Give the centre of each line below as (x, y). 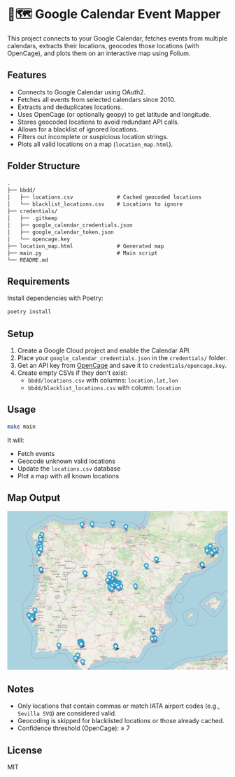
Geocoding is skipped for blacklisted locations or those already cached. (121, 721)
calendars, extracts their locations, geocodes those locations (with (103, 45)
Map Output (34, 498)
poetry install (29, 312)
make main (22, 427)
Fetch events (36, 453)
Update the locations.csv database (69, 468)
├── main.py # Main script (83, 253)
